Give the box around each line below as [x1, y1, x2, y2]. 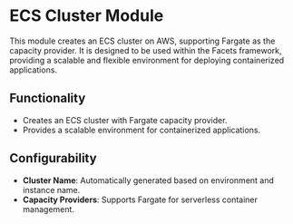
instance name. [22, 184, 81, 195]
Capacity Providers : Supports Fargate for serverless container [22, 194, 259, 205]
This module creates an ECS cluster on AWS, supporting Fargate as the [9, 35, 276, 46]
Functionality [9, 91, 86, 106]
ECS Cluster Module [9, 5, 164, 26]
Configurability [9, 151, 97, 166]
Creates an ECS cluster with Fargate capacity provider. [22, 114, 228, 125]
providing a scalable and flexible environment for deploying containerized [9, 54, 285, 65]
